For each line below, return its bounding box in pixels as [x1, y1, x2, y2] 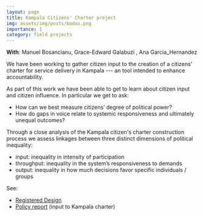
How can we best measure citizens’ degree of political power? [15, 103, 172, 111]
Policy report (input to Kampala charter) [15, 203, 116, 210]
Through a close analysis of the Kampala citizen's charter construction [6, 128, 185, 136]
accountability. [6, 73, 44, 81]
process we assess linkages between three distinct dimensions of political [6, 135, 193, 143]
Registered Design [15, 196, 62, 204]
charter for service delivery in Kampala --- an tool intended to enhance [6, 67, 185, 74]
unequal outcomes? [15, 117, 65, 124]
